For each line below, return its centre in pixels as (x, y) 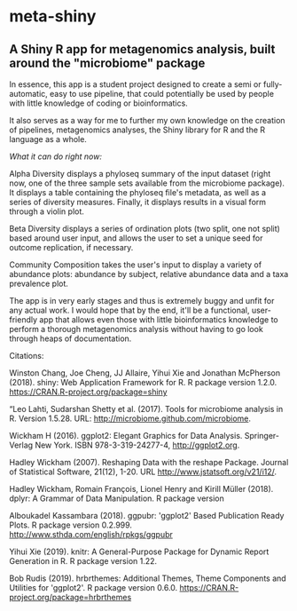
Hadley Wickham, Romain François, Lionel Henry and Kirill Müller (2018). (141, 489)
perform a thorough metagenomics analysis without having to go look (136, 329)
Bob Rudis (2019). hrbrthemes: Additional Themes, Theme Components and (148, 578)
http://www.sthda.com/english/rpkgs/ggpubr (91, 534)
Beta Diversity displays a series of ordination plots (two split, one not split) (145, 229)
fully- (273, 84)
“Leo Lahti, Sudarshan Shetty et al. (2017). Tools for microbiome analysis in (146, 409)
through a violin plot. (47, 211)
